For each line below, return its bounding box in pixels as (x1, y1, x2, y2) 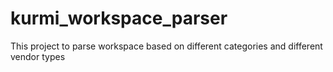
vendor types (10, 50, 66, 62)
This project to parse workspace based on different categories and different (10, 40, 323, 52)
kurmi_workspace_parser (10, 7, 228, 30)
